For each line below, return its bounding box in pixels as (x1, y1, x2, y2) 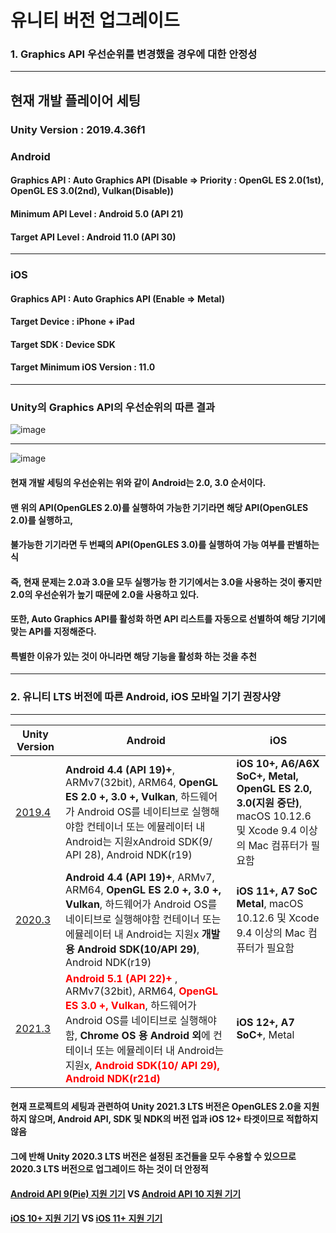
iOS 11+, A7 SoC (236, 884, 318, 898)
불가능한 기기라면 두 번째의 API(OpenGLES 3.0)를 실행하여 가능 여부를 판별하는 (10, 539, 320, 551)
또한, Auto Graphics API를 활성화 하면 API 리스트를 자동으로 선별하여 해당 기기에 (10, 613, 326, 625)
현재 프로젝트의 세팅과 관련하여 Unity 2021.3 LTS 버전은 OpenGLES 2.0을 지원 (10, 1101, 320, 1113)
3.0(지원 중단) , (236, 796, 303, 810)
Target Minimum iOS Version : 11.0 (10, 361, 156, 373)
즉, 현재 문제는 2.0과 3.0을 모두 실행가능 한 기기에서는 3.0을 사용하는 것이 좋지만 (10, 576, 322, 588)
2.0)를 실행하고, (10, 514, 74, 526)
